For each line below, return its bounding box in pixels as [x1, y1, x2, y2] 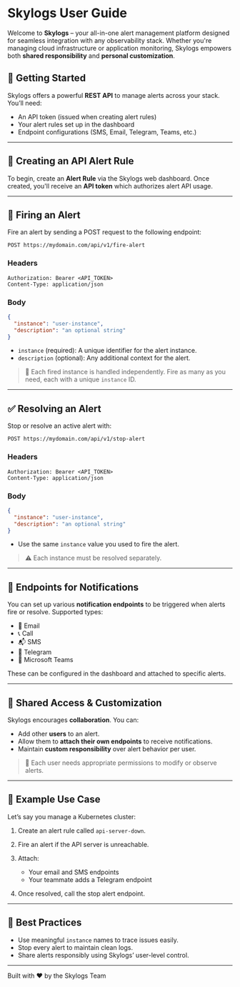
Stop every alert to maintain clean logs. [17, 943, 134, 951]
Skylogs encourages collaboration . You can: [7, 716, 139, 724]
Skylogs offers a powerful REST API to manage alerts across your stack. [7, 91, 220, 99]
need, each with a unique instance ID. [24, 375, 137, 384]
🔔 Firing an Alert [7, 209, 81, 221]
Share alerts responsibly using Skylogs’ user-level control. [17, 951, 189, 959]
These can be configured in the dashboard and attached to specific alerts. [7, 669, 226, 678]
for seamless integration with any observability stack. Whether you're [7, 36, 212, 44]
